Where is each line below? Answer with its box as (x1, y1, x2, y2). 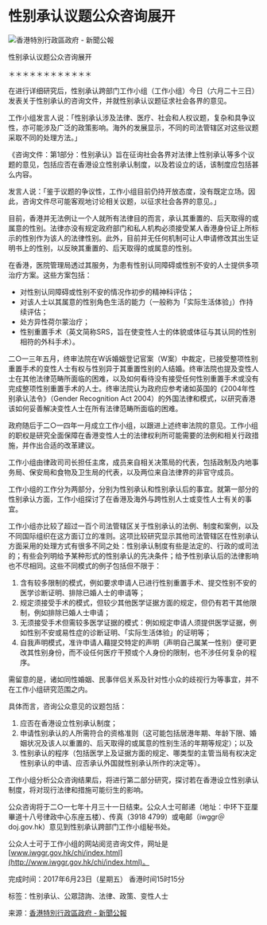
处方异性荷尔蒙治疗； (19, 316, 90, 327)
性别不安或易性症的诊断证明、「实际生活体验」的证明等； (26, 627, 212, 637)
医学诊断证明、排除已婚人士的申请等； (19, 587, 145, 598)
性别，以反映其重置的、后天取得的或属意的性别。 (35, 243, 196, 253)
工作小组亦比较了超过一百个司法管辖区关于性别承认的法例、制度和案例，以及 (8, 521, 259, 531)
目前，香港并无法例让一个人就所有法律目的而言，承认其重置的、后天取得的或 (8, 213, 259, 223)
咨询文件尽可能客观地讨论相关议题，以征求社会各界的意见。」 (21, 196, 221, 206)
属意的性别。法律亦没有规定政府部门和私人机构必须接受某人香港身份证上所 (8, 223, 252, 233)
